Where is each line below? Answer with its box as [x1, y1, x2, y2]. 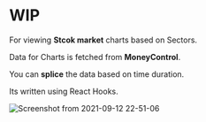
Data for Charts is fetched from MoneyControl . [9, 51, 181, 62]
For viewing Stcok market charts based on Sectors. [9, 34, 197, 45]
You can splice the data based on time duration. [9, 68, 185, 80]
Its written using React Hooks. [9, 86, 119, 96]
